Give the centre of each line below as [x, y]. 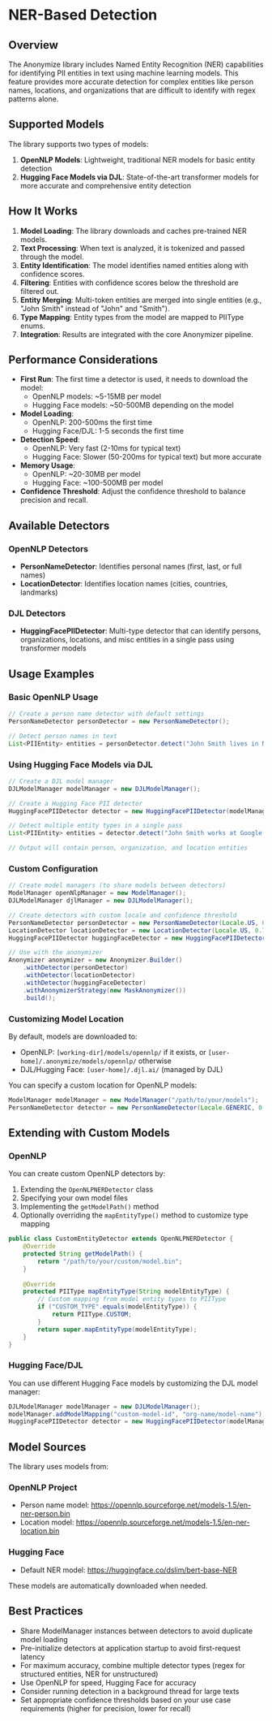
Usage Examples [51, 674]
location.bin [40, 1531]
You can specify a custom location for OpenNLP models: [103, 1085]
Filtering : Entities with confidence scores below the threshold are [129, 283]
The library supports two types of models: [79, 144]
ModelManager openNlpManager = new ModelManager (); [97, 893]
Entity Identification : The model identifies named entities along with [134, 265]
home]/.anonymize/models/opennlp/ [78, 1062]
